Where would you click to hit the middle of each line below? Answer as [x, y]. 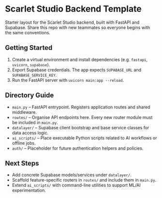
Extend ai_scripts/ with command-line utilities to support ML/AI [76, 185]
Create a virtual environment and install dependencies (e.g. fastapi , [80, 60]
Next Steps [22, 163]
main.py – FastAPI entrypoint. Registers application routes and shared [81, 107]
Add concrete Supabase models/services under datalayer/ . [72, 175]
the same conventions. [28, 32]
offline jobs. [24, 143]
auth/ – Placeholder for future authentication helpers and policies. [78, 148]
